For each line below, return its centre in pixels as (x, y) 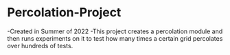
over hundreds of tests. (40, 45)
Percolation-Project (64, 13)
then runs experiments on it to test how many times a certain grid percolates (115, 38)
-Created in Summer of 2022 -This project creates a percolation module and (115, 31)
